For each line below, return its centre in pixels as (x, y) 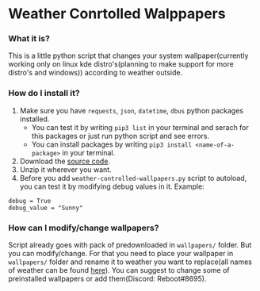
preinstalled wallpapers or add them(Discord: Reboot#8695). (107, 279)
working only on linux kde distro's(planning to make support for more (121, 64)
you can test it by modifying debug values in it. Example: (112, 186)
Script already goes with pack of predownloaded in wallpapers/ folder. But (130, 245)
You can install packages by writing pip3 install (112, 144)
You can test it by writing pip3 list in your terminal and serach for (140, 127)
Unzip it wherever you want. (66, 169)
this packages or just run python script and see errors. (120, 136)
